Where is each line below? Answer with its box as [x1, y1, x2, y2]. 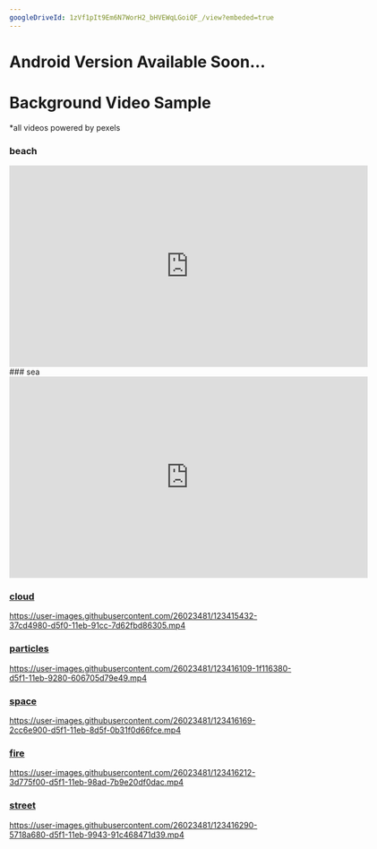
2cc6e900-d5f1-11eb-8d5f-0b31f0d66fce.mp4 [9, 725, 182, 735]
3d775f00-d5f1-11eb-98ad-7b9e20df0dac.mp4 [9, 776, 184, 788]
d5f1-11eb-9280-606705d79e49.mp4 [9, 673, 148, 683]
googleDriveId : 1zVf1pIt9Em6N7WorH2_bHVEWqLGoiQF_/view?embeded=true [9, 13, 275, 22]
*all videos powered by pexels [9, 122, 121, 133]
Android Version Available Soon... [9, 51, 266, 72]
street [9, 799, 36, 811]
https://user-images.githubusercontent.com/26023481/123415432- [9, 611, 258, 622]
